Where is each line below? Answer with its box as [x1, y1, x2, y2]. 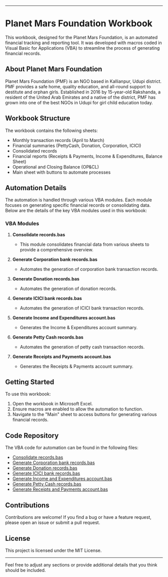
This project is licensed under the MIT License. [5, 547, 102, 553]
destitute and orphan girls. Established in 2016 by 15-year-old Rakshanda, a [5, 89, 161, 95]
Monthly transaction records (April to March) [12, 137, 104, 143]
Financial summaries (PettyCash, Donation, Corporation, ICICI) [12, 142, 141, 149]
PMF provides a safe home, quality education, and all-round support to [5, 83, 151, 89]
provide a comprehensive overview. [19, 246, 93, 252]
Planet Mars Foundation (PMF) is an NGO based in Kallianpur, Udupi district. [5, 78, 161, 84]
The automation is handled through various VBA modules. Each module [5, 197, 152, 203]
